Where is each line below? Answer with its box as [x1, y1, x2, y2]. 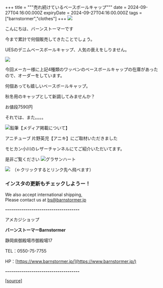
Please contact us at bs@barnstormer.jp [5, 197, 87, 203]
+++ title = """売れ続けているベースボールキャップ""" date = [5, 4, 127, 10]
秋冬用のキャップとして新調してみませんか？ [5, 94, 95, 99]
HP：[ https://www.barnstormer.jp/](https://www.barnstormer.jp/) [5, 258, 136, 264]
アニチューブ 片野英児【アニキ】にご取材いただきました [5, 135, 118, 141]
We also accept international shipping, [5, 192, 82, 198]
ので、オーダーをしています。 [5, 73, 65, 78]
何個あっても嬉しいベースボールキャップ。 [5, 83, 91, 89]
